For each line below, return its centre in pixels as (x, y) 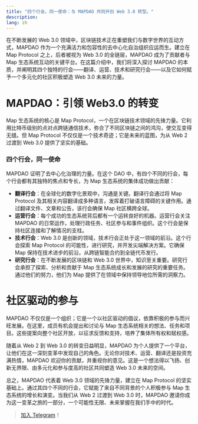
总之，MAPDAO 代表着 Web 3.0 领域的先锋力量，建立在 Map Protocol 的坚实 (99, 380)
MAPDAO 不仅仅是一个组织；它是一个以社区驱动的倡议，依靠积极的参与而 (95, 318)
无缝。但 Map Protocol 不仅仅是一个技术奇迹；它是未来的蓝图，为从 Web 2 (97, 135)
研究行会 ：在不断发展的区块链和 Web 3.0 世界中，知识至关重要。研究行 (101, 260)
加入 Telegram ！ (40, 415)
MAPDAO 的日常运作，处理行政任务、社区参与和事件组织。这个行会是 (99, 223)
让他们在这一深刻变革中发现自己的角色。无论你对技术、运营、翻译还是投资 (96, 353)
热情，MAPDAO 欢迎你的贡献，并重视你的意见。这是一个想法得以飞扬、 (98, 360)
